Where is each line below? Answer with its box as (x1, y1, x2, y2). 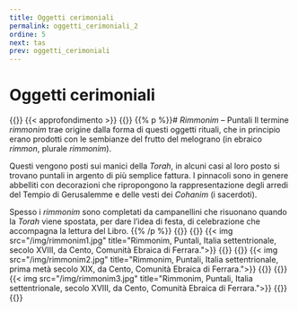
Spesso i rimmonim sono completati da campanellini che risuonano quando (9, 207, 287, 218)
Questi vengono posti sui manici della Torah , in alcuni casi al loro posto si (9, 160, 280, 171)
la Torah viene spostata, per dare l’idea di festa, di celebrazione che (9, 216, 260, 227)
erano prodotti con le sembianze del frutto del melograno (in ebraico (9, 134, 263, 144)
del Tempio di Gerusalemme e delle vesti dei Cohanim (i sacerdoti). (9, 189, 258, 200)
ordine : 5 (9, 30, 47, 39)
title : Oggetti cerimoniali (9, 13, 115, 22)
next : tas (9, 38, 47, 48)
